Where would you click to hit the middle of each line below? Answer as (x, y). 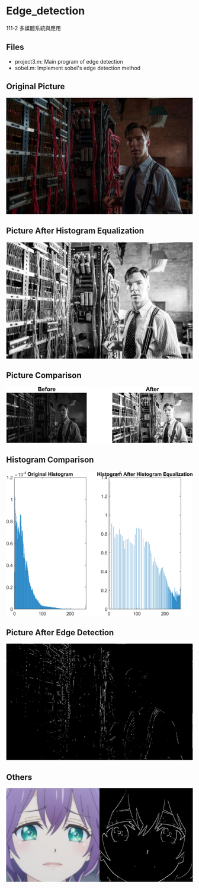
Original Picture (36, 87)
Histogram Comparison (50, 460)
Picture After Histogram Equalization (75, 231)
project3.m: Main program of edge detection (69, 61)
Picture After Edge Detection (60, 633)
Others (19, 777)
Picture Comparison (44, 376)
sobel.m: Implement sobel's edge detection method (78, 68)
